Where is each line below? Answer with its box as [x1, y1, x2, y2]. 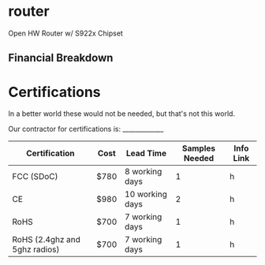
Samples [181, 143, 216, 154]
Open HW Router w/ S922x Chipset [8, 28, 124, 38]
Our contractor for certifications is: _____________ [8, 125, 164, 134]
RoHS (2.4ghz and [12, 234, 81, 245]
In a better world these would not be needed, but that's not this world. [8, 109, 235, 118]
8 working [125, 166, 162, 177]
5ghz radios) [12, 244, 60, 255]
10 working [125, 188, 167, 200]
